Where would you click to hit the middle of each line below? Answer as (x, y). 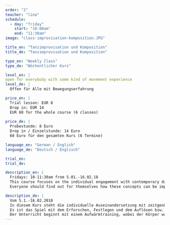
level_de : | (18, 84)
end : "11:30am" (30, 33)
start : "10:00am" (33, 29)
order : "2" (17, 10)
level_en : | (18, 75)
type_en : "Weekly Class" (31, 61)
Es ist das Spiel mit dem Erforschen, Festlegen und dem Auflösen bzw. (87, 210)
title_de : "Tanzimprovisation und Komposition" (56, 52)
